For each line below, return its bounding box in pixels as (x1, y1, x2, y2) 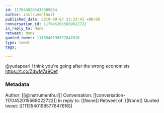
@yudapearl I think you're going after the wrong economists (5, 63, 130, 69)
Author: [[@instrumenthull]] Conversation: (5, 92, 92, 98)
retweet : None (5, 31, 35, 36)
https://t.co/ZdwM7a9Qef (5, 68, 58, 74)
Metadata (5, 81, 29, 88)
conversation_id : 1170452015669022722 (5, 21, 87, 27)
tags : (5, 45, 17, 50)
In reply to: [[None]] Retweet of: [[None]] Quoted (57, 97, 159, 103)
